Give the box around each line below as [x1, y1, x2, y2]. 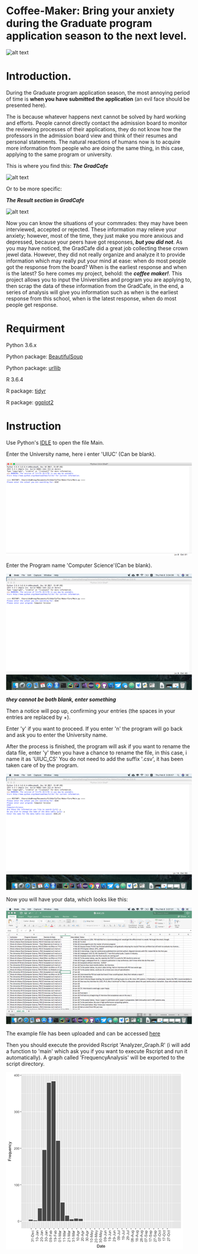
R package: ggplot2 [6, 398, 54, 406]
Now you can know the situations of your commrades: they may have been [6, 219, 188, 226]
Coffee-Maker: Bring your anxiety [6, 4, 175, 18]
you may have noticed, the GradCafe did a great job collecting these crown [6, 244, 189, 252]
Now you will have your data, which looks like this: [6, 896, 128, 903]
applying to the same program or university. [6, 151, 113, 158]
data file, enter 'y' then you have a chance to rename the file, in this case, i [6, 749, 187, 756]
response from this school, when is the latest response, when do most [6, 294, 177, 302]
